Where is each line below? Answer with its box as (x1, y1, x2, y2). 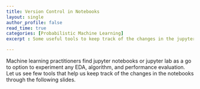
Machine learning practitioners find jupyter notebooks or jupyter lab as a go (6, 57, 192, 64)
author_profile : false (6, 19, 62, 25)
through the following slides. (6, 76, 76, 83)
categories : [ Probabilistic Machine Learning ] (6, 31, 124, 37)
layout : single (6, 14, 44, 20)
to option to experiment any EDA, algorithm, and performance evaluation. (6, 64, 186, 71)
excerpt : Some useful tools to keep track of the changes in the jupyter (6, 36, 196, 42)
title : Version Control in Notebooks (6, 8, 100, 15)
